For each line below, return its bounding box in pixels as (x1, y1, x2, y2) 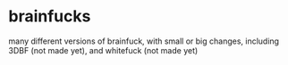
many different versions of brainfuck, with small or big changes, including (8, 36, 279, 46)
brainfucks (8, 6, 91, 27)
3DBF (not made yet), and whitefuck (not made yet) (8, 45, 199, 55)
